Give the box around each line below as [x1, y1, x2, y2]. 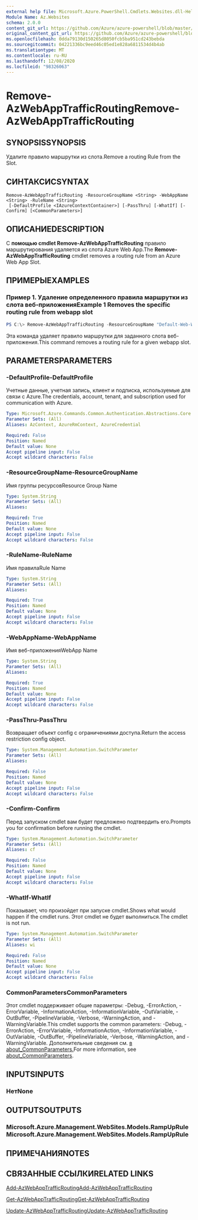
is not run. [6, 920, 31, 927]
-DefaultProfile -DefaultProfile [6, 373, 93, 381]
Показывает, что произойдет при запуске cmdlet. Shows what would [6, 907, 176, 914]
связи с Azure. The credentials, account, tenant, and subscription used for [6, 393, 186, 400]
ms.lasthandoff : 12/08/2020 [6, 58, 75, 64]
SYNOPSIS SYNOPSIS [6, 137, 87, 148]
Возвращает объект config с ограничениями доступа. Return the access [6, 729, 186, 736]
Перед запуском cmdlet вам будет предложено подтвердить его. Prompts [6, 818, 192, 825]
